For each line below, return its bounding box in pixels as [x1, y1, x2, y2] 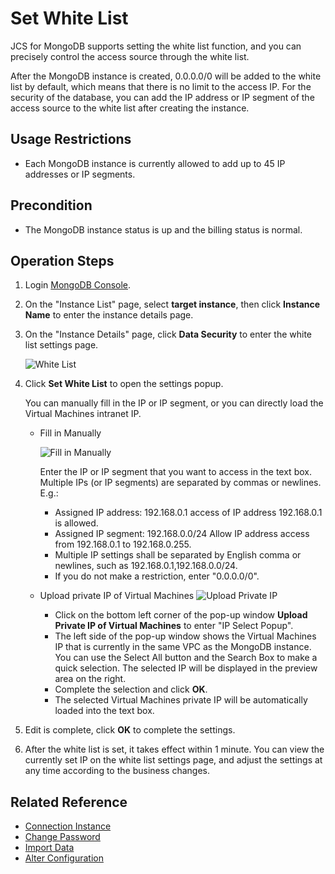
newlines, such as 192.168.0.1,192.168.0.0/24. [54, 560, 238, 572]
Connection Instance [24, 820, 112, 832]
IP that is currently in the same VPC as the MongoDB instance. [54, 641, 312, 653]
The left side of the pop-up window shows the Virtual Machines [54, 630, 317, 642]
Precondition [10, 197, 93, 214]
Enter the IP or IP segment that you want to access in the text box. [39, 466, 312, 478]
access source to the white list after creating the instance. [10, 102, 250, 114]
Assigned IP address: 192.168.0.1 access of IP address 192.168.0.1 [54, 507, 323, 519]
